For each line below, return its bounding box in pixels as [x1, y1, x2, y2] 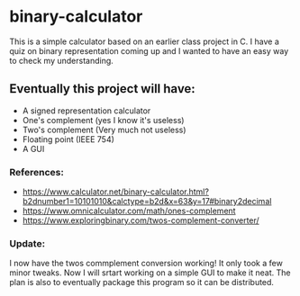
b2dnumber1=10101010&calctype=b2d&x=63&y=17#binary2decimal [22, 196, 272, 207]
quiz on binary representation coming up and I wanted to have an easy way [9, 45, 289, 56]
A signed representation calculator [22, 105, 151, 116]
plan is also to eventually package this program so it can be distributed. [9, 277, 275, 288]
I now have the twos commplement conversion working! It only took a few [9, 258, 284, 269]
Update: [9, 237, 46, 249]
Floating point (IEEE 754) [22, 133, 115, 145]
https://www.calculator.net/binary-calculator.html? [22, 186, 210, 197]
